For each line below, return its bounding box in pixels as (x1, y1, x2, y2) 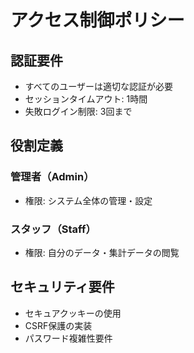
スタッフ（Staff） (10, 222, 97, 236)
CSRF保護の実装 (24, 319, 93, 331)
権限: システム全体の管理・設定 (24, 194, 153, 206)
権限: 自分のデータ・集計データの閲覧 (24, 246, 180, 258)
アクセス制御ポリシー (10, 9, 185, 32)
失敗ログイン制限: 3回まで (24, 106, 133, 117)
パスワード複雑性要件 (24, 332, 113, 344)
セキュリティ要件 (10, 279, 115, 296)
